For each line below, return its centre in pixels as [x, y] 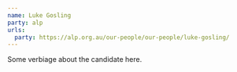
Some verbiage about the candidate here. [75, 59]
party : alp [25, 23]
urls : [16, 30]
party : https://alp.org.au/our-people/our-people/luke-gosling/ [122, 37]
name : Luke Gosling [39, 15]
